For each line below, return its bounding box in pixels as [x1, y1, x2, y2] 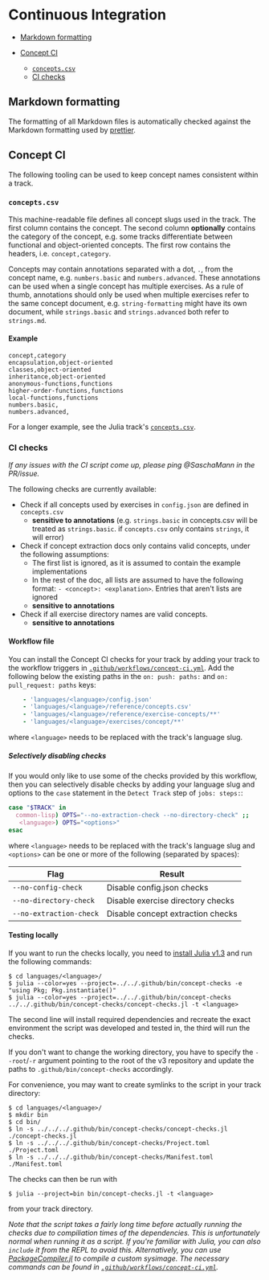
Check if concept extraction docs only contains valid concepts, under [19, 541, 251, 551]
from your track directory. [8, 1204, 94, 1213]
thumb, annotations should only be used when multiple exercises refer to [8, 289, 250, 299]
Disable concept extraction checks [106, 908, 238, 919]
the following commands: [8, 956, 92, 966]
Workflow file [8, 636, 55, 646]
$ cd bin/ [8, 1118, 42, 1126]
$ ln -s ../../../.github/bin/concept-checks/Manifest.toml [8, 1153, 214, 1161]
